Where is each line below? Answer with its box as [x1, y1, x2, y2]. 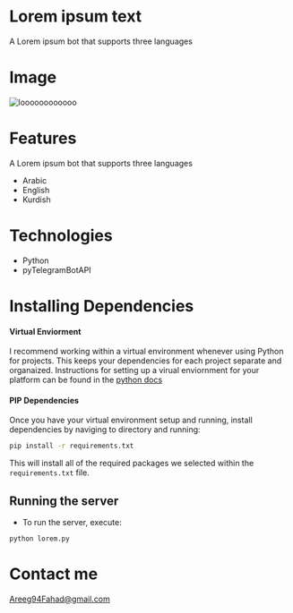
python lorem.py [9, 534, 70, 543]
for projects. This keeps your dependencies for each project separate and [9, 355, 282, 366]
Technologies [9, 226, 114, 245]
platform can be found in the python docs [9, 374, 163, 386]
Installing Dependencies [9, 295, 194, 316]
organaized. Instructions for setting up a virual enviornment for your [9, 365, 260, 376]
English [22, 184, 50, 195]
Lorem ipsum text [9, 6, 142, 27]
